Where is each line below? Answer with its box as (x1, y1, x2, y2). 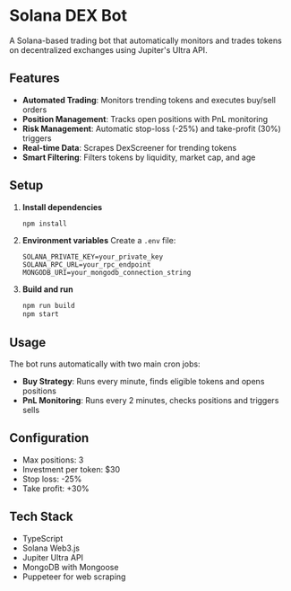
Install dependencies (21, 201, 103, 212)
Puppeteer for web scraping (21, 571, 126, 582)
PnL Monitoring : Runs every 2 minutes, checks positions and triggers (21, 395, 279, 405)
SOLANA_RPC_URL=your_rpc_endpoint (21, 260, 151, 269)
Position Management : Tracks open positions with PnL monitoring (21, 113, 269, 124)
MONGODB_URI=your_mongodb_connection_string (21, 269, 192, 278)
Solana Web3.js (21, 542, 81, 553)
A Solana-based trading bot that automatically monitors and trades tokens (9, 35, 282, 46)
